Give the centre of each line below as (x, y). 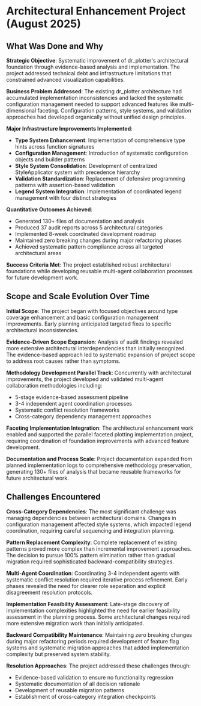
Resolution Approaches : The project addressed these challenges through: (98, 666)
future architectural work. (37, 478)
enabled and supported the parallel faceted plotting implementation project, (100, 434)
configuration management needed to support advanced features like (92, 104)
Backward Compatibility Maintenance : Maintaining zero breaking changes (99, 635)
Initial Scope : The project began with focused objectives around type (92, 311)
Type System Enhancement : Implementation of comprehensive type (100, 140)
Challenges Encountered (53, 497)
